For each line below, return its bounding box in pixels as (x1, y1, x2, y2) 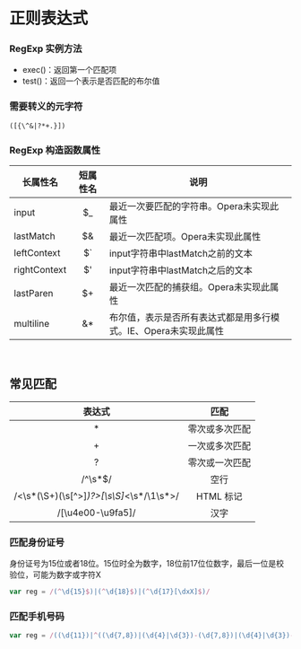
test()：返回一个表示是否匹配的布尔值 (21, 75, 160, 86)
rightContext (13, 264, 67, 276)
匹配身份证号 (9, 536, 65, 548)
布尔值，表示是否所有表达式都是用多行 (108, 311, 271, 324)
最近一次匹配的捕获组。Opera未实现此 (108, 281, 271, 294)
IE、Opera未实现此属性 (126, 325, 224, 338)
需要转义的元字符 (9, 101, 83, 113)
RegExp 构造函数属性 (9, 144, 101, 156)
